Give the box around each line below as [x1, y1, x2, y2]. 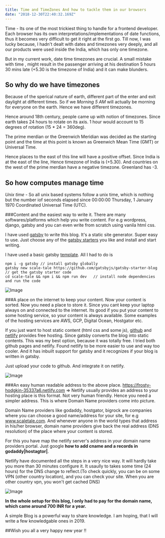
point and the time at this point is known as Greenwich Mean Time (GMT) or [5, 139, 159, 145]
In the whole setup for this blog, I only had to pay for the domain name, [5, 498, 153, 504]
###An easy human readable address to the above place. [5, 382, 122, 388]
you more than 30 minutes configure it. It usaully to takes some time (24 [5, 463, 151, 469]
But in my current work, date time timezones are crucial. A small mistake [5, 56, 152, 62]
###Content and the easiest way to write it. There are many [5, 212, 126, 217]
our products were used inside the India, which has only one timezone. [5, 46, 149, 52]
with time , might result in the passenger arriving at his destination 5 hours [5, 61, 156, 67]
